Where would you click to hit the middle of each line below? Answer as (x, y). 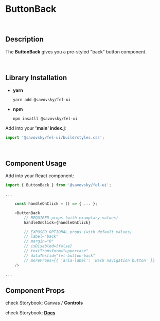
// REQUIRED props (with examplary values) (71, 218)
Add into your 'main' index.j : (36, 128)
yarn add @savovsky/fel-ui (42, 100)
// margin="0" (39, 241)
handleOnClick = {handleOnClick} (57, 222)
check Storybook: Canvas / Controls (44, 303)
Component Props (35, 290)
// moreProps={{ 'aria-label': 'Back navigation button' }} (90, 260)
